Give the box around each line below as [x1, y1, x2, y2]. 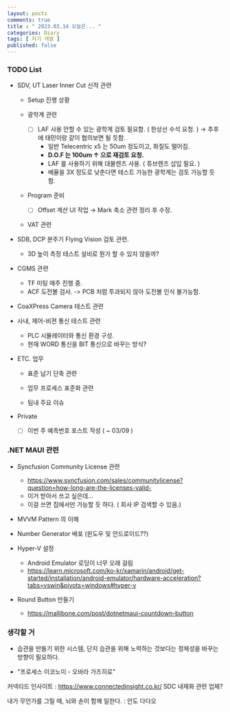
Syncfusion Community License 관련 [16, 462, 120, 471]
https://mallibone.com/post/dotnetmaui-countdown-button [27, 609, 194, 617]
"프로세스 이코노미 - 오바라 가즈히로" [16, 668, 116, 676]
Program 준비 [27, 191, 65, 199]
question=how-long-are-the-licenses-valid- [27, 483, 152, 492]
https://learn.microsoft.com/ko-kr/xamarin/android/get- [27, 566, 185, 574]
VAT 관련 [27, 221, 52, 229]
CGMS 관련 [16, 264, 49, 272]
